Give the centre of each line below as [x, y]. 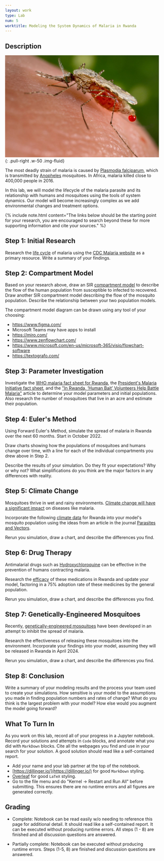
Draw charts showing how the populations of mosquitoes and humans [75, 446]
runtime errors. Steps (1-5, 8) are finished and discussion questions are [84, 849]
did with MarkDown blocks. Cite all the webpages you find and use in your [78, 746]
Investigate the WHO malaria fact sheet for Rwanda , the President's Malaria [81, 383]
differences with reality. [29, 476]
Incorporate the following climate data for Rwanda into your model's [73, 517]
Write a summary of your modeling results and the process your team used [81, 688]
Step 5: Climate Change [42, 491]
